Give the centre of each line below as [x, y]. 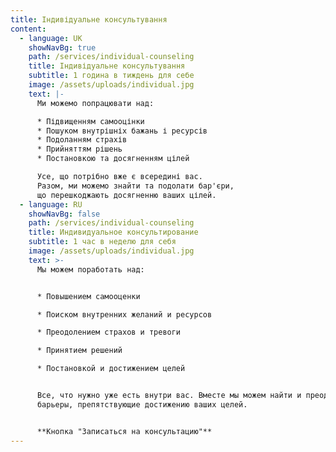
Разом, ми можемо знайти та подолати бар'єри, [135, 186]
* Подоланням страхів [82, 140]
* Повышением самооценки [88, 296]
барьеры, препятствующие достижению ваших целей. [142, 404]
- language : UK [51, 38]
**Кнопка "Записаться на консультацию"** [124, 431]
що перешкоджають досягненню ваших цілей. [126, 195]
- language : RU [51, 204]
